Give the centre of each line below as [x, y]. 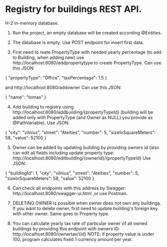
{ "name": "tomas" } [26, 97]
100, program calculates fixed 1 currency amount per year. [72, 239]
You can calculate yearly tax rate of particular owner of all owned [80, 223]
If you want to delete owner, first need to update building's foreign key [85, 208]
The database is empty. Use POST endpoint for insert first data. [78, 42]
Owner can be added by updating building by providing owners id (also [86, 147]
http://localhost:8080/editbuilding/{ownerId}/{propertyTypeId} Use [82, 158]
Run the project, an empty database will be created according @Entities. [87, 32]
